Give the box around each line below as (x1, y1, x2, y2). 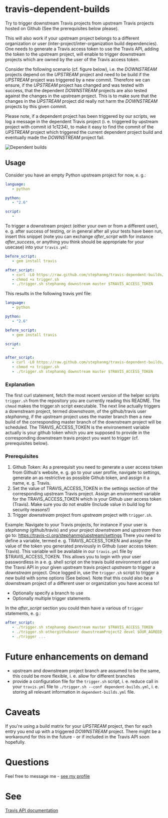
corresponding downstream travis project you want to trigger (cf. (5, 435, 139, 441)
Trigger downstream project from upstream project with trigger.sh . (12, 512, 152, 518)
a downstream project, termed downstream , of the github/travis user (5, 408, 146, 415)
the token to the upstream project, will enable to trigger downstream (5, 51, 146, 57)
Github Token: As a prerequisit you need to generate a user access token (12, 464, 163, 470)
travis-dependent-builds (5, 4, 110, 15)
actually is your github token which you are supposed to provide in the (5, 430, 150, 436)
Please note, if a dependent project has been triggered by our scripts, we (5, 113, 156, 119)
